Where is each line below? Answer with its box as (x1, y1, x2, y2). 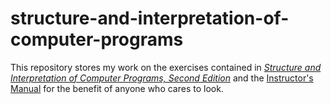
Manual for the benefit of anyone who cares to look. (10, 82, 224, 94)
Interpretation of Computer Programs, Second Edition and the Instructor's (10, 72, 314, 84)
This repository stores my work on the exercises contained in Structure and (10, 61, 322, 73)
